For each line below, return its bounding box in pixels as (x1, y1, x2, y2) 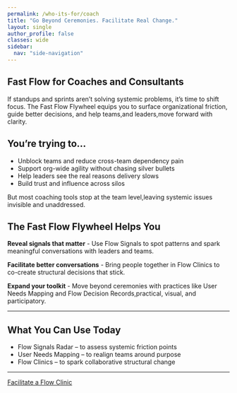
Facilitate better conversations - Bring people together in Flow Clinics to (7, 261, 220, 269)
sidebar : (7, 43, 33, 50)
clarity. (7, 117, 28, 126)
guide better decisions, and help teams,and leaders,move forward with (7, 110, 213, 118)
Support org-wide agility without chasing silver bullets (17, 164, 175, 172)
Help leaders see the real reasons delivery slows (17, 171, 159, 180)
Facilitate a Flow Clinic (7, 378, 73, 387)
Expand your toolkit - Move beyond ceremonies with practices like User (7, 282, 217, 291)
